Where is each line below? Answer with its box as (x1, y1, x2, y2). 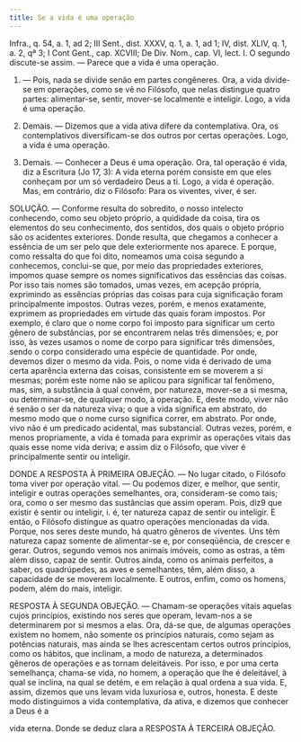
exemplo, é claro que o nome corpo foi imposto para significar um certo (9, 317, 276, 328)
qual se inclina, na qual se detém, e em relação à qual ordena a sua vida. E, (9, 676, 288, 687)
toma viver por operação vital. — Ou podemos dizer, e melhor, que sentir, (9, 478, 280, 489)
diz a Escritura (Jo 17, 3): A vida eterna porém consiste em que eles (22, 166, 272, 177)
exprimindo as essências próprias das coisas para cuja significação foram (9, 288, 284, 299)
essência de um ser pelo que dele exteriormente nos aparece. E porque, (9, 241, 277, 252)
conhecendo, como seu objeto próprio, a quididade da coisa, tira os (9, 212, 261, 223)
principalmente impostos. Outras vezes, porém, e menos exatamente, (9, 298, 267, 309)
